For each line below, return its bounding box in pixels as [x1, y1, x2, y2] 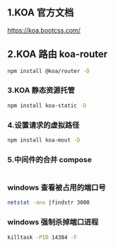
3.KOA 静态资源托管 [7, 86, 75, 96]
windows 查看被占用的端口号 [7, 183, 106, 193]
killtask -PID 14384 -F [7, 234, 78, 241]
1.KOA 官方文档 [7, 6, 74, 19]
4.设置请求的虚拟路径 [7, 120, 80, 130]
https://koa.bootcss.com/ [7, 25, 81, 34]
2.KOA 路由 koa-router [7, 48, 108, 60]
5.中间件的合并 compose [7, 154, 92, 164]
